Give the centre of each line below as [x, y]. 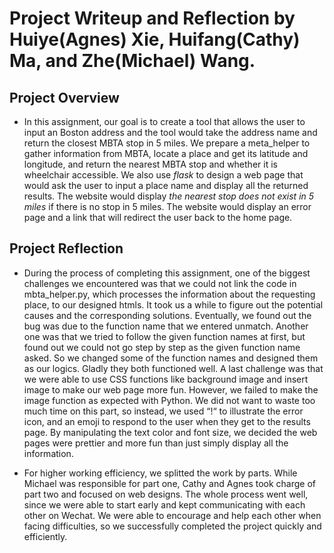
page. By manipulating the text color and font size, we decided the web [170, 432]
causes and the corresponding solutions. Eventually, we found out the [167, 315]
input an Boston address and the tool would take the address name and [170, 132]
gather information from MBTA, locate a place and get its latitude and [166, 153]
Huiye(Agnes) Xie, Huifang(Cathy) [155, 39]
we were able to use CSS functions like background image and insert [166, 379]
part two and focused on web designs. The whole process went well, [166, 494]
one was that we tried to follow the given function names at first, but [164, 336]
